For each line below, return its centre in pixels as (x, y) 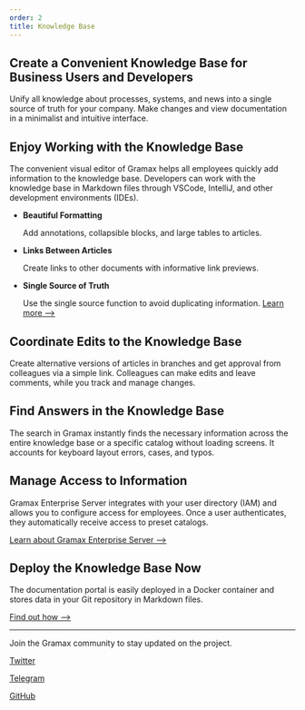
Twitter (23, 661)
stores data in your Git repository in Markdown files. (107, 599)
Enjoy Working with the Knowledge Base (127, 147)
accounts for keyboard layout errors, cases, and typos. (112, 452)
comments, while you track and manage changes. (103, 382)
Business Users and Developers (101, 77)
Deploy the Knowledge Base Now (105, 568)
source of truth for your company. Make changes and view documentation (148, 109)
